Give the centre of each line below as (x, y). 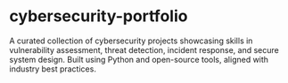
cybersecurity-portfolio (99, 16)
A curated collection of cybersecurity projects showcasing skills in (131, 41)
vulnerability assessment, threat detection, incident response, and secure (144, 49)
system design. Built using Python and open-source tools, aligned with (139, 59)
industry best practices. (53, 69)
